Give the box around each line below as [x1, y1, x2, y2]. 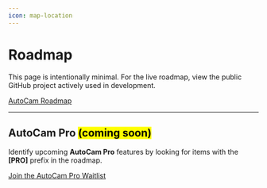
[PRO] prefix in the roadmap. [8, 155, 103, 165]
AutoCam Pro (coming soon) [8, 126, 153, 140]
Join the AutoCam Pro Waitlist [8, 171, 106, 181]
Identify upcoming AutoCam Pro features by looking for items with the [8, 148, 238, 157]
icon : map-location [8, 11, 73, 20]
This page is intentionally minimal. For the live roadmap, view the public [8, 72, 242, 82]
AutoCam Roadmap [8, 96, 72, 106]
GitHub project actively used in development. [8, 80, 157, 90]
